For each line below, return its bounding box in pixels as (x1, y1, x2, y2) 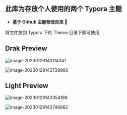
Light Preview (5, 82, 49, 90)
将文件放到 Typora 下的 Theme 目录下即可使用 (5, 29, 100, 35)
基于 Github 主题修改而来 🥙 (12, 19, 68, 25)
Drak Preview (5, 44, 47, 53)
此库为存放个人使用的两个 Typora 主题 (5, 4, 122, 13)
